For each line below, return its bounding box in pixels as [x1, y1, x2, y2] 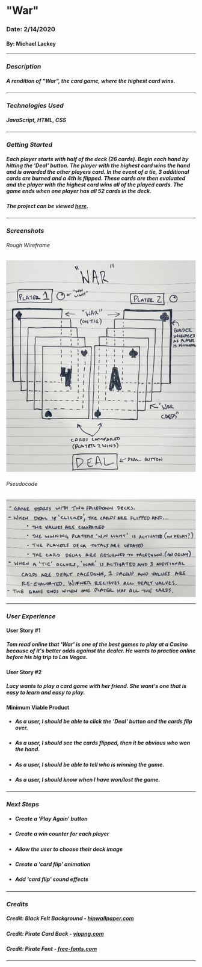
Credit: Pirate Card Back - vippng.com [6, 930, 104, 937]
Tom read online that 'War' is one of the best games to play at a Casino [6, 640, 188, 648]
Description [6, 63, 41, 71]
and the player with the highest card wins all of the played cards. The [6, 181, 183, 188]
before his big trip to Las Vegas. [6, 653, 88, 660]
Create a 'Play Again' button [14, 815, 88, 822]
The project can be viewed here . [6, 202, 89, 209]
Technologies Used [6, 102, 64, 110]
